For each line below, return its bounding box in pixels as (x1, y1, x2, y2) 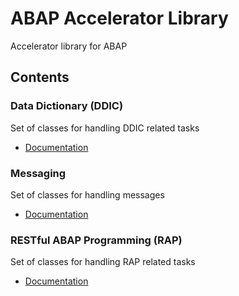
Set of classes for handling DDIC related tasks (10, 122, 200, 134)
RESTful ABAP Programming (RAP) (10, 233, 183, 247)
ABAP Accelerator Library (10, 7, 229, 30)
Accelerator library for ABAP (10, 40, 128, 52)
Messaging (10, 166, 67, 180)
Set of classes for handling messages (10, 188, 165, 201)
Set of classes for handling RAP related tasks (10, 256, 196, 268)
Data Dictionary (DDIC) (10, 99, 124, 113)
